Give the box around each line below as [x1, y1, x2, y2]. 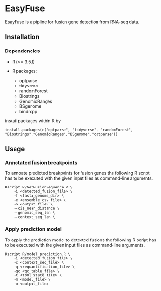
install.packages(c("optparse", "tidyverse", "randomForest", [5, 127, 133, 132]
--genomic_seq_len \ [14, 210, 55, 215]
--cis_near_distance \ [14, 206, 60, 211]
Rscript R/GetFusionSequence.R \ [5, 185, 73, 190]
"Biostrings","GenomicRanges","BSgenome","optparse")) [5, 132, 118, 137]
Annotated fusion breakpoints [5, 159, 78, 166]
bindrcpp [19, 108, 38, 114]
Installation [5, 33, 40, 41]
